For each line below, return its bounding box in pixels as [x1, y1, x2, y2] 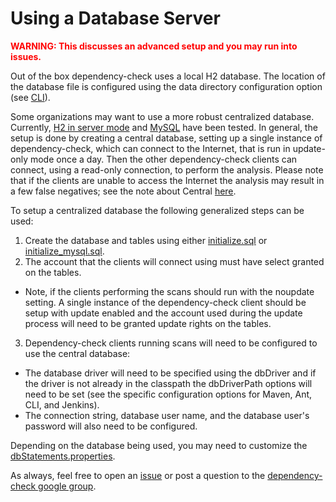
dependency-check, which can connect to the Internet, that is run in [10, 142, 291, 154]
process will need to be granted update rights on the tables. [24, 317, 272, 329]
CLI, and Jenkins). [24, 398, 100, 411]
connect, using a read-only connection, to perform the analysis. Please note [10, 163, 324, 176]
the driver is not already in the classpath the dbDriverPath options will [24, 377, 313, 389]
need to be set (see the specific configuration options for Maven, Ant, [24, 388, 313, 400]
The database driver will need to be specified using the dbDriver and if [24, 367, 317, 379]
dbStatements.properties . [10, 450, 116, 462]
